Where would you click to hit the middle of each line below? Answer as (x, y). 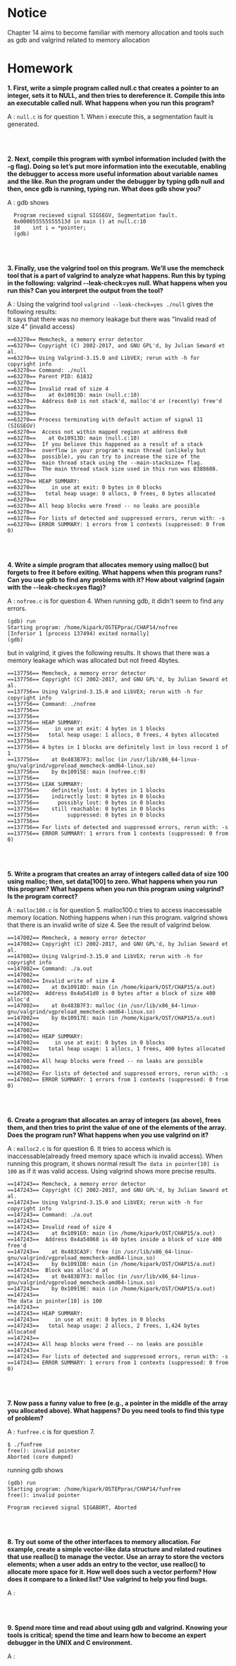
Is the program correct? (43, 896)
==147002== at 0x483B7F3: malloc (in (68, 1005)
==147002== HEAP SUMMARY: (45, 1036)
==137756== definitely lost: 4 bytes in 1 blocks (86, 790)
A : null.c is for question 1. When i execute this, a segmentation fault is (110, 116)
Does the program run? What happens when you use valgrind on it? (108, 1135)
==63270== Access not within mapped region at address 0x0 (98, 432)
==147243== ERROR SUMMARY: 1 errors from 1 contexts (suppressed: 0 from (118, 1362)
